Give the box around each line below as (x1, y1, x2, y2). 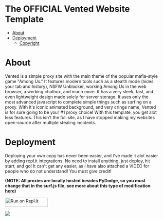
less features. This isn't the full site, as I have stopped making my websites (5, 114, 155, 120)
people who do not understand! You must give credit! (5, 168, 112, 174)
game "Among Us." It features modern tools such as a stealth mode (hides (5, 78, 154, 84)
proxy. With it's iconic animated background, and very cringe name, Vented (5, 104, 156, 110)
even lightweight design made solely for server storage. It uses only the (5, 94, 149, 100)
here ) (5, 188, 16, 194)
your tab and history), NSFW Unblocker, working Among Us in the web (5, 84, 147, 89)
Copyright (19, 40, 40, 46)
